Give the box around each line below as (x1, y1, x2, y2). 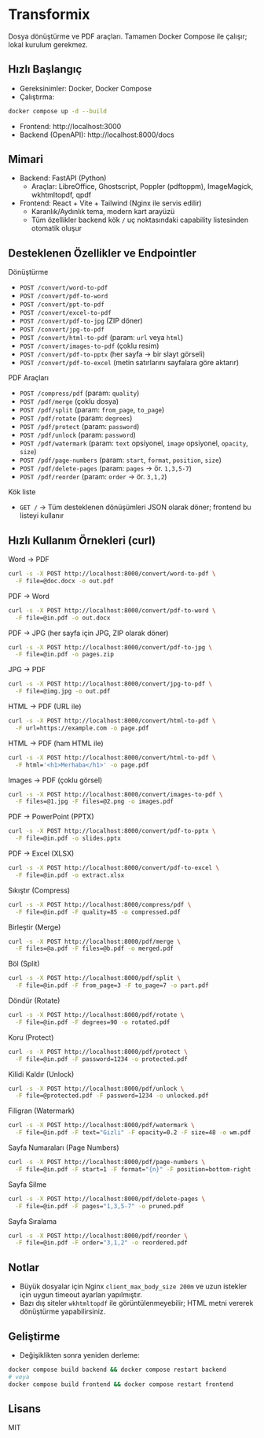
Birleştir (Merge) (8, 922, 61, 932)
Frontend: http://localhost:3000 (19, 121, 122, 131)
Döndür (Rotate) (8, 996, 60, 1005)
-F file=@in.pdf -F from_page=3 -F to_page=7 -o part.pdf (15, 981, 210, 989)
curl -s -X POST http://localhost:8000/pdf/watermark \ (8, 1122, 195, 1129)
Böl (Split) (8, 959, 41, 969)
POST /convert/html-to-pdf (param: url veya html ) (19, 333, 184, 342)
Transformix (8, 6, 90, 24)
